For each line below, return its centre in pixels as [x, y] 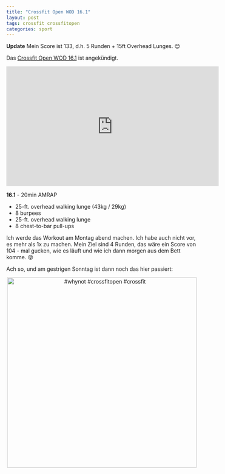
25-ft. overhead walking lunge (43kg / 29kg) [70, 207]
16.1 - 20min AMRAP [32, 195]
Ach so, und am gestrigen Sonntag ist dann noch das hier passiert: [90, 269]
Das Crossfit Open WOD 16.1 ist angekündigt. [62, 58]
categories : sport [29, 29]
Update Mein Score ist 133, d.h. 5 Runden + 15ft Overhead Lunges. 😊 [93, 46]
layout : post [23, 18]
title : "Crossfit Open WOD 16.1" [49, 12]
